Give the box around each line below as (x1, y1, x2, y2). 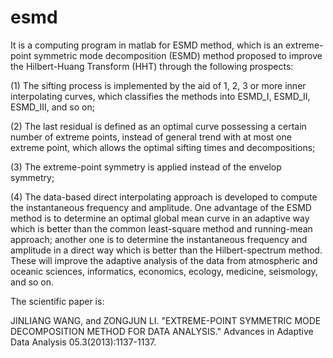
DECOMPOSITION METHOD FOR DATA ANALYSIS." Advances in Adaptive (10, 325, 314, 337)
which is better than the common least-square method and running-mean (10, 222, 313, 235)
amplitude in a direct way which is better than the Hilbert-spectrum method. (10, 244, 323, 256)
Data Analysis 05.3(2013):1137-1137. (10, 336, 157, 348)
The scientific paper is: (10, 295, 105, 307)
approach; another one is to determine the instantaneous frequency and (10, 233, 308, 245)
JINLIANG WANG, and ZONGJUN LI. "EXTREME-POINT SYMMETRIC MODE (10, 314, 322, 326)
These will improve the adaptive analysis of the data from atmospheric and (10, 254, 318, 266)
